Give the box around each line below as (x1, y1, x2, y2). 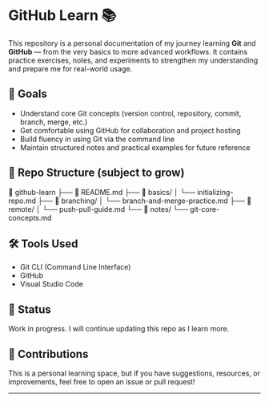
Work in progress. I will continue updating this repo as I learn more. (8, 324, 230, 334)
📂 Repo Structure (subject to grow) (8, 166, 185, 180)
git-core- (189, 204, 220, 213)
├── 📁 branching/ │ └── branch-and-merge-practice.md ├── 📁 (37, 196, 252, 205)
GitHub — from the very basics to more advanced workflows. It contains (8, 47, 248, 56)
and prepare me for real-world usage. (8, 63, 133, 73)
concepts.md (8, 213, 52, 222)
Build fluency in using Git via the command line (19, 134, 175, 144)
